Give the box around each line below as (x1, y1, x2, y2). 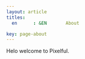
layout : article (6, 8, 47, 15)
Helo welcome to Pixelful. (6, 48, 69, 55)
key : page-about (6, 31, 47, 37)
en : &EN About (11, 20, 80, 26)
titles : (6, 14, 26, 20)
